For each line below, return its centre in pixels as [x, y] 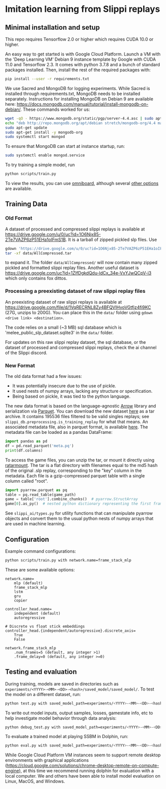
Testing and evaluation [41, 672]
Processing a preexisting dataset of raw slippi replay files [75, 291]
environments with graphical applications [47, 760]
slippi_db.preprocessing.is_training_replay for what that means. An [77, 422]
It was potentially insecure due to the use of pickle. [64, 386]
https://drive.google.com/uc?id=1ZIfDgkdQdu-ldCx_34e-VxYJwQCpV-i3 [78, 273]
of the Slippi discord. [26, 353]
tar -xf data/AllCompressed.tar [38, 253]
